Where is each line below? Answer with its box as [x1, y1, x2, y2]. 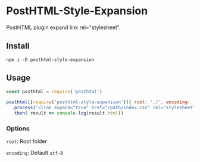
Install [6, 41, 30, 51]
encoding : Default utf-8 [6, 150, 64, 157]
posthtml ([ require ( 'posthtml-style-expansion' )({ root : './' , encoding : [6, 99, 190, 105]
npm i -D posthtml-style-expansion [6, 56, 95, 63]
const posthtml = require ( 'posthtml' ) [6, 88, 102, 94]
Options [6, 124, 30, 132]
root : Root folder [6, 138, 48, 145]
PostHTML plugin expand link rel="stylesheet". [6, 24, 121, 31]
